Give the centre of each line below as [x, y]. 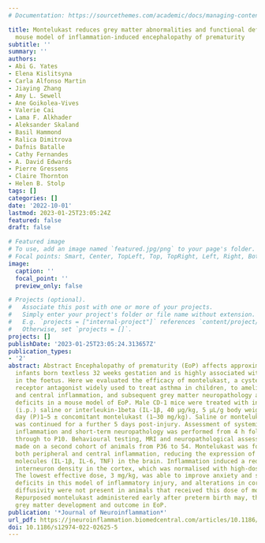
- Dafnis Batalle [37, 147]
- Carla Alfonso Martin [47, 81]
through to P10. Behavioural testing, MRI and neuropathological [125, 439]
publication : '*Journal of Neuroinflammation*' [88, 512]
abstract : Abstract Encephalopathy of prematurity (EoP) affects [118, 366]
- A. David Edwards [40, 162]
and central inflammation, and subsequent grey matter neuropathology [134, 395]
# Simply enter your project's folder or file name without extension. [132, 315]
